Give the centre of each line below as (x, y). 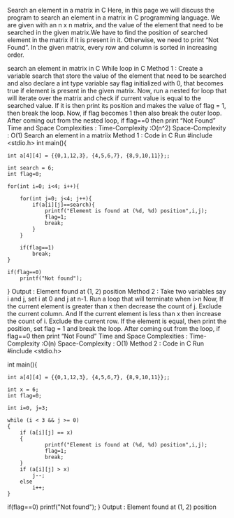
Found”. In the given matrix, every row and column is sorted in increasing (112, 47)
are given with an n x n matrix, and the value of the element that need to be (115, 25)
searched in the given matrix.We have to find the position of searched (108, 32)
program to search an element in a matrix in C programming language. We (114, 18)
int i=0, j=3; (28, 408)
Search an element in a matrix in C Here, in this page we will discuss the (111, 10)
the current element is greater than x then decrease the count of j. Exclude (115, 306)
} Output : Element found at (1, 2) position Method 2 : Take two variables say (117, 291)
